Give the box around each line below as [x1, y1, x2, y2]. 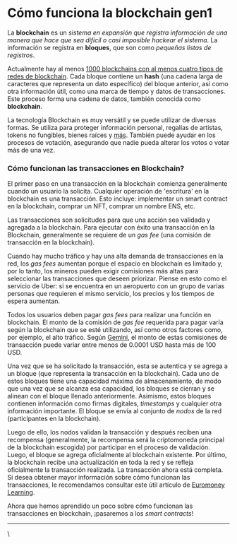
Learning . [7, 488, 35, 497]
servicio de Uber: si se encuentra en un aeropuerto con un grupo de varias [7, 282, 225, 290]
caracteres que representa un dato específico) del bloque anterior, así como [7, 79, 229, 88]
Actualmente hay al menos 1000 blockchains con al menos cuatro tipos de [7, 64, 224, 73]
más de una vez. [7, 146, 55, 154]
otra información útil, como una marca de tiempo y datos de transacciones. [7, 87, 226, 95]
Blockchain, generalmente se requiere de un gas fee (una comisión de [7, 231, 212, 240]
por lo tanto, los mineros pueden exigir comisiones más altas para [7, 267, 199, 276]
